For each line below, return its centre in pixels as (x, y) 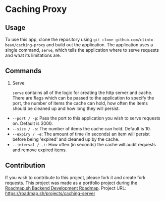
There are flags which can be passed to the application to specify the (83, 98)
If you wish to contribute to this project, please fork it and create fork (75, 177)
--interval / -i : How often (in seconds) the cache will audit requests (84, 144)
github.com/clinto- (136, 40)
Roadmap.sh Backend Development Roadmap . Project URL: (66, 188)
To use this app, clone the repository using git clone (59, 39)
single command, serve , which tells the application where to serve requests (82, 50)
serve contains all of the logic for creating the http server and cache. (82, 93)
